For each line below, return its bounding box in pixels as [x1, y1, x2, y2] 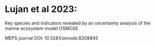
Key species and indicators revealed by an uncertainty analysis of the [5, 20, 151, 26]
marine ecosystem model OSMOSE [5, 25, 79, 31]
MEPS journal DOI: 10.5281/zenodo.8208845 [5, 35, 98, 41]
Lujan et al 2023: [5, 3, 77, 15]
